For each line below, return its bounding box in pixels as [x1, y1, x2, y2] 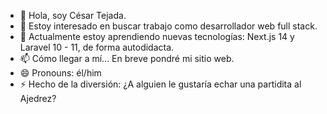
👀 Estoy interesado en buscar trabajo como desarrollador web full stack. [19, 20, 318, 32]
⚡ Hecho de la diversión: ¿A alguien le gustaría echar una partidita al [19, 78, 302, 90]
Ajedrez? [19, 93, 57, 104]
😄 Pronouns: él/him [19, 67, 102, 79]
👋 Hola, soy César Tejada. [19, 10, 127, 21]
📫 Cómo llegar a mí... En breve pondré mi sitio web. [19, 53, 235, 64]
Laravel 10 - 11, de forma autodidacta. [19, 41, 175, 53]
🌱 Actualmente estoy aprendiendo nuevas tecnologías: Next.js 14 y [19, 31, 295, 42]
